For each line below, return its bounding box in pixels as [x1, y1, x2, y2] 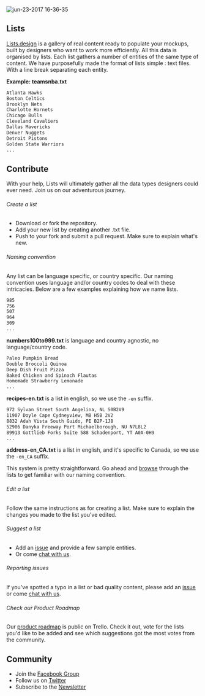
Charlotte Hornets [6, 107, 53, 113]
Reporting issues [6, 565, 49, 572]
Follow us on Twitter [15, 677, 66, 684]
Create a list [6, 200, 37, 208]
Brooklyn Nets [6, 101, 43, 107]
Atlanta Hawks [6, 90, 43, 96]
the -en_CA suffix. [6, 453, 50, 460]
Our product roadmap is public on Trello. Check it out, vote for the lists [6, 623, 184, 630]
